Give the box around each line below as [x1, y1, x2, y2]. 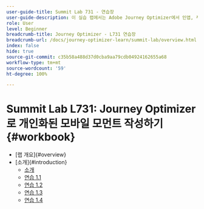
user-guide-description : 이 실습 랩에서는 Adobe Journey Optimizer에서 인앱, [6, 15, 194, 21]
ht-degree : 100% [6, 71, 47, 77]
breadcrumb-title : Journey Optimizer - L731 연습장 [6, 32, 136, 38]
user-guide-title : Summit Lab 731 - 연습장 [6, 8, 114, 15]
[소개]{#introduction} [15, 159, 67, 166]
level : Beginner [6, 25, 47, 32]
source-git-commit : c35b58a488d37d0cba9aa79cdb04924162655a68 [6, 54, 167, 60]
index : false [6, 43, 39, 49]
